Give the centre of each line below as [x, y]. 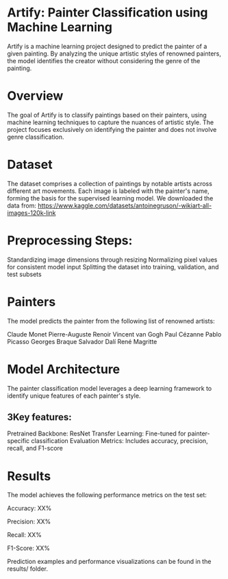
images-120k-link [31, 213]
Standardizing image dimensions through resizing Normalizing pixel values [112, 260]
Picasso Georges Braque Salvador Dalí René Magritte [82, 341]
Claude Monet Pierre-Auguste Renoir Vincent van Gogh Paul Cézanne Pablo [114, 334]
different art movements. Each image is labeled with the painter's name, [109, 191]
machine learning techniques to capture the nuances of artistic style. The [111, 122]
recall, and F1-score [35, 449]
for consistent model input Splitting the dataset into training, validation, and [113, 266]
